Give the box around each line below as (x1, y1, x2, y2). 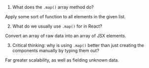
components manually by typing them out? (12, 48, 100, 53)
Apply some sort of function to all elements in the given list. (5, 14, 126, 19)
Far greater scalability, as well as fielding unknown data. (5, 57, 119, 63)
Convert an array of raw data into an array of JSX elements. (5, 33, 127, 38)
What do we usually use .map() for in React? (12, 23, 103, 29)
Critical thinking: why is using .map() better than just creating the (12, 42, 144, 48)
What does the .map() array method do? (12, 4, 94, 10)
